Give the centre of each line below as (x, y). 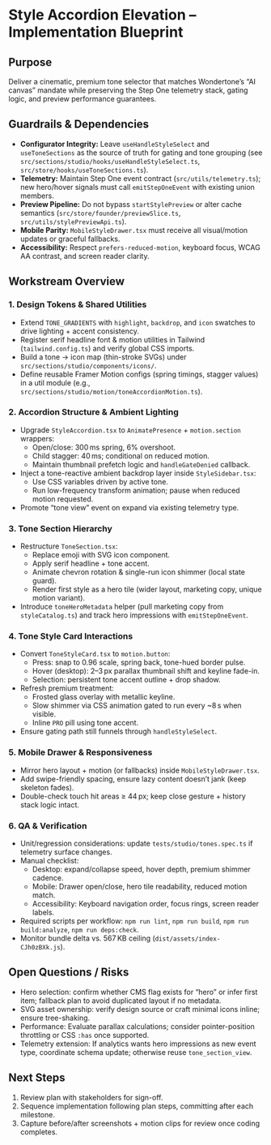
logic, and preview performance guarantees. (83, 99)
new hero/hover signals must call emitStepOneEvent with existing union (137, 187)
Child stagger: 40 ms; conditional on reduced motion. (121, 455)
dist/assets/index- (188, 939)
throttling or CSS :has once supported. (85, 1035)
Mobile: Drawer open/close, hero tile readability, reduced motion (140, 886)
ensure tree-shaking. (55, 1018)
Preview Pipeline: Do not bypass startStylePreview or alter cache (131, 204)
